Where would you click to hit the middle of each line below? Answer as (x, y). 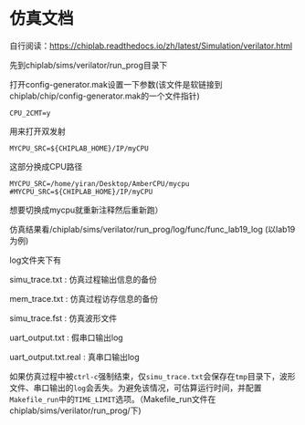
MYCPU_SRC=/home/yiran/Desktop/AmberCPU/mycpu (100, 183)
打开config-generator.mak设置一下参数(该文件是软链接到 (116, 84)
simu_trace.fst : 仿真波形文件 (63, 318)
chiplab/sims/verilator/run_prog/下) (75, 410)
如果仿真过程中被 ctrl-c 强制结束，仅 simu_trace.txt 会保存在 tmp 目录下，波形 (152, 376)
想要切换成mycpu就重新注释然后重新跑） (86, 210)
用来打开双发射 (37, 131)
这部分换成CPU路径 (46, 166)
